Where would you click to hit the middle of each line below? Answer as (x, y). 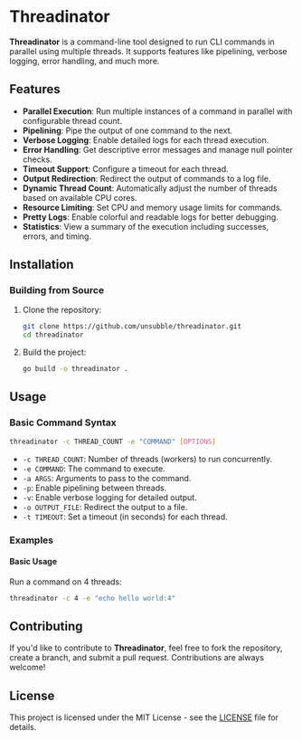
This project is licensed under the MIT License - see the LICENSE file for (144, 717)
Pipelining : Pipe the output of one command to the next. (127, 130)
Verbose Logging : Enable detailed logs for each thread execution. (146, 140)
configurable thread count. (72, 120)
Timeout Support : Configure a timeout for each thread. (125, 168)
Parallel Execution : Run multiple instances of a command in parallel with (157, 111)
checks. (37, 159)
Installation (42, 265)
